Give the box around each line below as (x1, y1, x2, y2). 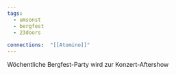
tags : (7, 10, 23, 17)
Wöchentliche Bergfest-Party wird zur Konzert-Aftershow (7, 61, 169, 68)
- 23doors (13, 29, 41, 36)
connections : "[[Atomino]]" (7, 42, 90, 48)
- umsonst (13, 16, 41, 23)
